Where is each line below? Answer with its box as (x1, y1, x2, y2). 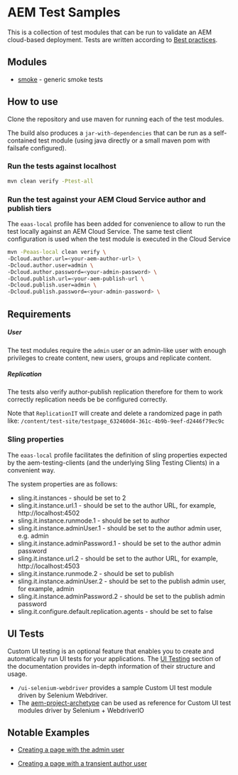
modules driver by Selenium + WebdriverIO (17, 706, 144, 714)
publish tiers (7, 203, 52, 213)
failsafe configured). (7, 143, 67, 152)
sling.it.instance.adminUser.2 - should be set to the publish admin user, (17, 577, 226, 585)
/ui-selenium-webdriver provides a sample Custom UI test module (17, 683, 212, 692)
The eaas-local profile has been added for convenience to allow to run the (7, 220, 226, 228)
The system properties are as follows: (7, 479, 118, 488)
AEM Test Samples (7, 4, 121, 21)
